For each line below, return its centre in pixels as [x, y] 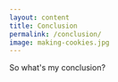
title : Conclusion [43, 26]
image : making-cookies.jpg [59, 42]
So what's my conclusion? [57, 68]
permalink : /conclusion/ [55, 34]
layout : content [39, 17]
